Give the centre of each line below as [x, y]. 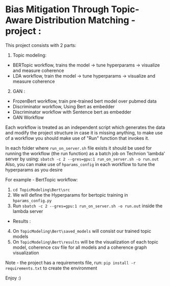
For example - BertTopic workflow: [41, 179]
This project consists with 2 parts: [41, 45]
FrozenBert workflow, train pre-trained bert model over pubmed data [84, 101]
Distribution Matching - [85, 20]
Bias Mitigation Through [57, 9]
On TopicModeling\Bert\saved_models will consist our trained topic [82, 231]
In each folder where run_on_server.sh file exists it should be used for [79, 148]
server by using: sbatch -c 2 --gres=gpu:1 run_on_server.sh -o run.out [82, 159]
